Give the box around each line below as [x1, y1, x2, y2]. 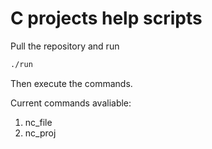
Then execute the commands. [10, 77, 133, 89]
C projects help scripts [10, 7, 203, 30]
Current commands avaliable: [10, 97, 132, 109]
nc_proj [24, 127, 57, 139]
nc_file [24, 116, 53, 128]
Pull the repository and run [10, 40, 120, 52]
